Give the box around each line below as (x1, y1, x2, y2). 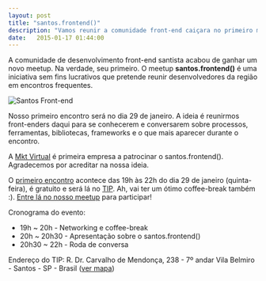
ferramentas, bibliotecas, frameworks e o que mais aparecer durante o (8, 128, 239, 138)
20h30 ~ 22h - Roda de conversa (19, 240, 129, 249)
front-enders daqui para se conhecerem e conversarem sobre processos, (8, 120, 249, 129)
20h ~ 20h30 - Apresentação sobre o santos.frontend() (19, 231, 201, 241)
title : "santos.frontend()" (8, 19, 101, 27)
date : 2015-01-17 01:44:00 (8, 33, 104, 42)
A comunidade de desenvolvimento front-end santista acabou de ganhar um (8, 55, 257, 65)
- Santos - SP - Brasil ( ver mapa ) (8, 264, 115, 273)
